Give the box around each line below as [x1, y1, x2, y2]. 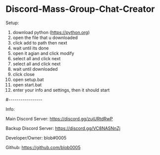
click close [12, 71, 35, 77]
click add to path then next [12, 39, 68, 45]
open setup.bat [12, 77, 44, 82]
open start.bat [12, 81, 42, 87]
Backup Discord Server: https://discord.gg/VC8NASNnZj [5, 125, 120, 131]
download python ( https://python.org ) [12, 29, 90, 35]
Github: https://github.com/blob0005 [5, 144, 81, 150]
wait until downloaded [12, 66, 58, 72]
